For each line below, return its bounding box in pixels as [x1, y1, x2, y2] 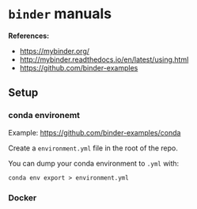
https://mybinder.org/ [19, 46, 89, 55]
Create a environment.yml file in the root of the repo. [8, 143, 178, 153]
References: [8, 31, 50, 40]
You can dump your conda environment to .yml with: [8, 158, 180, 168]
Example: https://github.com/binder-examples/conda [8, 127, 181, 137]
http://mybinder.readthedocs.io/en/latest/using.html [19, 55, 189, 64]
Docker [8, 192, 37, 203]
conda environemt [8, 110, 81, 121]
